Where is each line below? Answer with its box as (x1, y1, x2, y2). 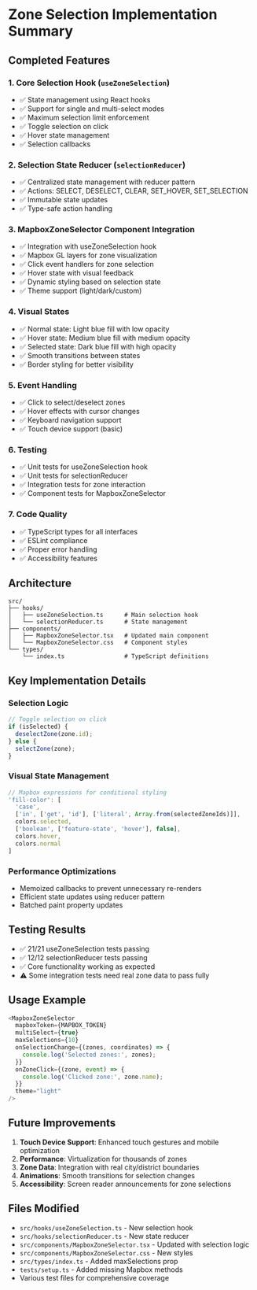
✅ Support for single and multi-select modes (19, 104, 165, 113)
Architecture (8, 577, 72, 590)
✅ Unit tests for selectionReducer (19, 471, 128, 481)
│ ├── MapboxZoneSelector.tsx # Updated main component (8, 632, 210, 640)
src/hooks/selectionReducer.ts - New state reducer (19, 1231, 189, 1240)
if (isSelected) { (8, 723, 68, 731)
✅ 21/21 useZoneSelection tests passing (19, 944, 150, 953)
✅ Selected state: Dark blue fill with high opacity (19, 342, 177, 351)
